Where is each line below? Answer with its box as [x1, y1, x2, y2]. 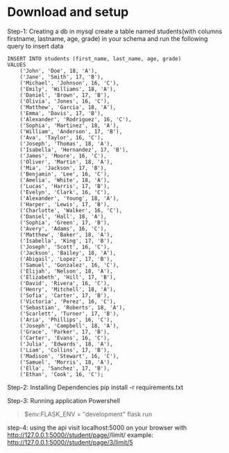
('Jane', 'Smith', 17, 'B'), [19, 74, 104, 80]
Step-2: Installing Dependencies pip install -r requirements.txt [7, 383, 184, 391]
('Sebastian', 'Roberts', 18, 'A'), [19, 304, 126, 311]
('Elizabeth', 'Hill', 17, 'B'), [19, 273, 117, 281]
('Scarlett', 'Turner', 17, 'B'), [19, 310, 119, 317]
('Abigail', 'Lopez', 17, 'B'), [19, 255, 113, 262]
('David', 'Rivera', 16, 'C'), [19, 280, 110, 287]
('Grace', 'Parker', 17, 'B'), [19, 328, 110, 335]
